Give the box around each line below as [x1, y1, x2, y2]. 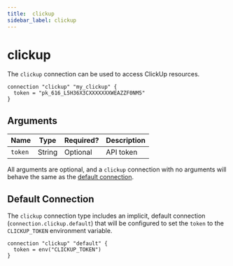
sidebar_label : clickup [7, 17, 77, 24]
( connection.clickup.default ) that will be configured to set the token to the [7, 219, 224, 227]
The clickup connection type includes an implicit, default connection [7, 211, 206, 220]
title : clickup [7, 10, 55, 17]
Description [106, 136, 146, 146]
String [37, 148, 58, 157]
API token [106, 148, 138, 157]
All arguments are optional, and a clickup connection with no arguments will [7, 165, 227, 174]
